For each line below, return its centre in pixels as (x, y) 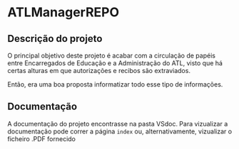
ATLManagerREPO (63, 12)
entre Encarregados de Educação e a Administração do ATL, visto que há (115, 63)
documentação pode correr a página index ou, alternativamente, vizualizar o (120, 131)
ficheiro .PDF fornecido (42, 138)
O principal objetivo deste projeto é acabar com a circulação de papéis (112, 55)
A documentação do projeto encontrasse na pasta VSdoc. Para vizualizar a (118, 123)
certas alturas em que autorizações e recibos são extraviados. (99, 71)
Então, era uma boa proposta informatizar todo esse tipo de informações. (115, 84)
